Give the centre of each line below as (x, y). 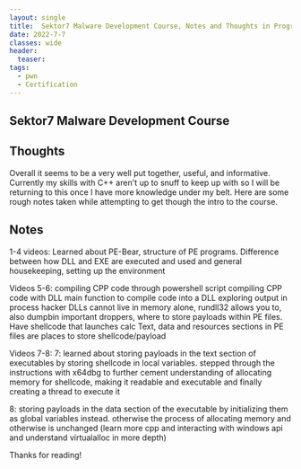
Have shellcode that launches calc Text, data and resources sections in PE (146, 326)
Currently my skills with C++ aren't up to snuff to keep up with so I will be (145, 182)
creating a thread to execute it (65, 391)
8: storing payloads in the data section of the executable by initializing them (149, 409)
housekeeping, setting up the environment (87, 270)
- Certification (47, 84)
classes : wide (36, 43)
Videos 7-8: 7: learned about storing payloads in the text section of (133, 353)
